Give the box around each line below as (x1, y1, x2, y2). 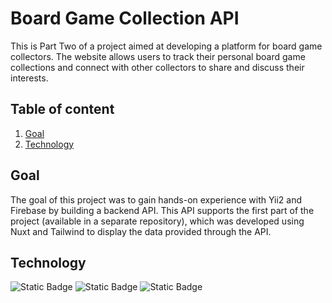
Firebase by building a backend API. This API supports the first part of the (10, 204, 315, 216)
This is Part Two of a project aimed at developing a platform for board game (10, 40, 323, 52)
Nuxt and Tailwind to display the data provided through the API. (10, 225, 272, 237)
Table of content (10, 101, 115, 118)
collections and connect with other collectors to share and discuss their (10, 61, 305, 73)
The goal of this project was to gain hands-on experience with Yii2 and (10, 193, 303, 206)
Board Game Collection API (10, 7, 240, 30)
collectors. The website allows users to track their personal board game (10, 50, 306, 62)
